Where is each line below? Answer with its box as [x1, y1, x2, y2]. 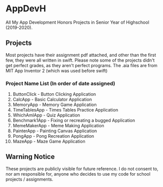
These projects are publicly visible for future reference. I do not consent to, [5, 166, 159, 172]
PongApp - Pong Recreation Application [12, 133, 94, 139]
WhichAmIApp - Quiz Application [12, 112, 81, 118]
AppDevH [5, 3, 46, 14]
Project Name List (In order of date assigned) [5, 80, 116, 87]
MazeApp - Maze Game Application [12, 139, 85, 145]
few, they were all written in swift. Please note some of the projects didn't [5, 57, 155, 63]
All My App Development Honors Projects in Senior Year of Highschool [5, 19, 150, 25]
